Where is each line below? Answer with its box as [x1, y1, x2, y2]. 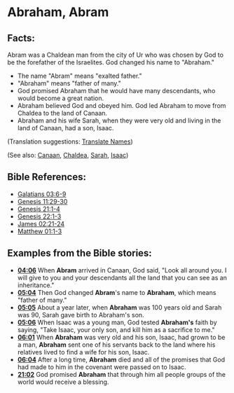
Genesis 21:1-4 [17, 205, 61, 213]
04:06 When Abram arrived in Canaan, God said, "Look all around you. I [17, 266, 227, 274]
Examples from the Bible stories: [7, 247, 152, 259]
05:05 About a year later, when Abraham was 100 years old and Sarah [17, 303, 222, 312]
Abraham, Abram [7, 4, 109, 20]
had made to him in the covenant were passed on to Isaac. [17, 362, 187, 371]
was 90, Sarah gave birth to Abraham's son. [17, 310, 145, 319]
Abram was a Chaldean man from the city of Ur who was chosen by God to [7, 50, 224, 59]
